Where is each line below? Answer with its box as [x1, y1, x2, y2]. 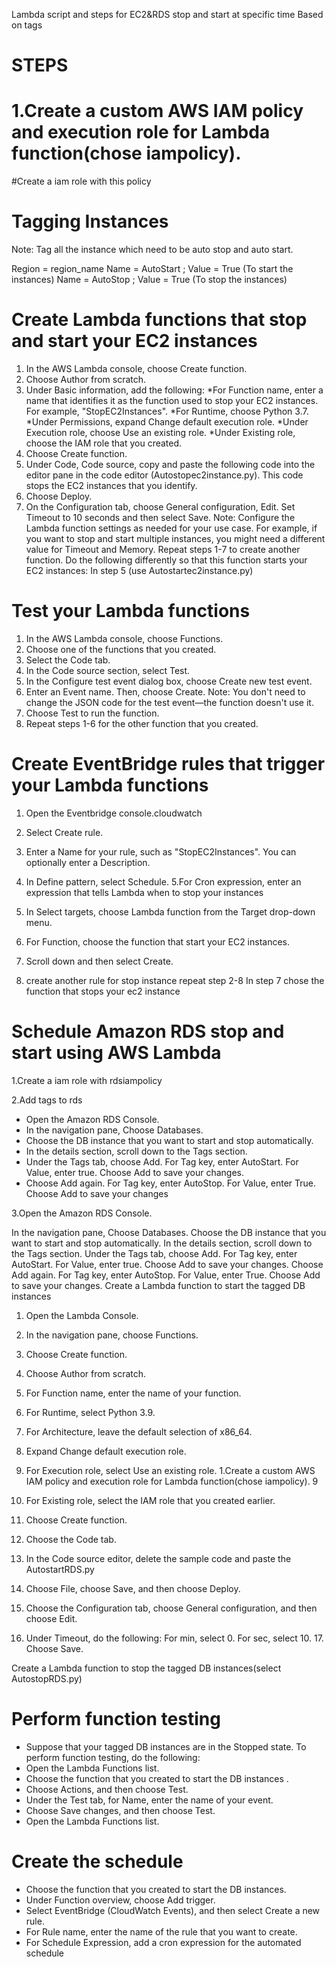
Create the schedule [11, 1850, 184, 1873]
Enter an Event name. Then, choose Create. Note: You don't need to [25, 685, 306, 698]
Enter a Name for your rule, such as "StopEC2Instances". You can [25, 845, 297, 858]
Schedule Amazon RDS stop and [11, 1020, 285, 1043]
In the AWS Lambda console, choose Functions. [25, 632, 224, 644]
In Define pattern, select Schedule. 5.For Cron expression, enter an [25, 875, 302, 888]
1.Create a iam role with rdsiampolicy [11, 1074, 163, 1086]
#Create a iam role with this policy [11, 175, 152, 188]
